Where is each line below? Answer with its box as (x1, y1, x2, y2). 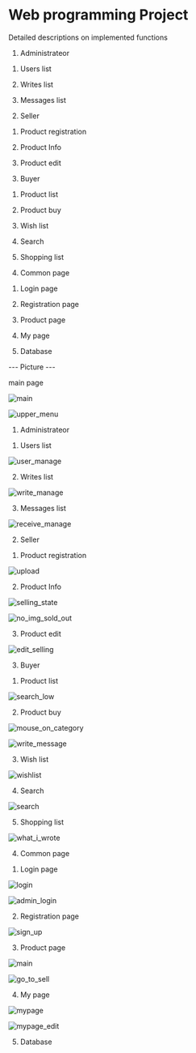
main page (8, 377, 44, 387)
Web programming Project (8, 6, 189, 24)
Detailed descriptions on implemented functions (8, 32, 168, 42)
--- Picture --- (8, 362, 56, 372)
